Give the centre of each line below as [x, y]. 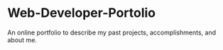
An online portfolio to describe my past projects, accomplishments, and [112, 32]
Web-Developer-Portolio [82, 13]
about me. [22, 39]
